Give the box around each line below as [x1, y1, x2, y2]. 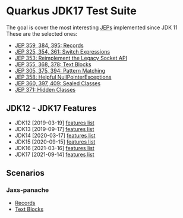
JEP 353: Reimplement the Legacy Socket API [14, 54, 128, 61]
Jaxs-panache [6, 186, 49, 194]
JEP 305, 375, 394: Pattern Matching [14, 67, 106, 74]
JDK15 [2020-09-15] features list [14, 138, 96, 145]
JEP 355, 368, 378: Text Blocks [14, 61, 91, 68]
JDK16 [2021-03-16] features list [14, 144, 95, 151]
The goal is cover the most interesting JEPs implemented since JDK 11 [6, 24, 178, 31]
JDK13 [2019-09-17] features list [14, 125, 94, 132]
